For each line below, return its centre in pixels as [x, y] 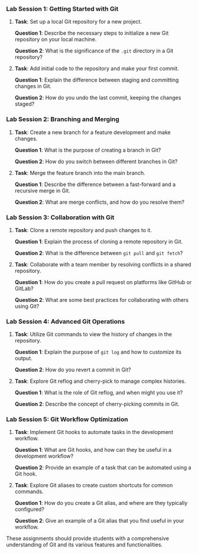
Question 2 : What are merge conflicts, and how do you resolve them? [100, 202]
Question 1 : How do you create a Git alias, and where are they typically [101, 503]
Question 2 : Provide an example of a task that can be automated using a [103, 468]
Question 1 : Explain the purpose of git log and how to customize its [98, 352]
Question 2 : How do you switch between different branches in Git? [96, 161]
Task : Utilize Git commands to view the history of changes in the [93, 334]
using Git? [27, 306]
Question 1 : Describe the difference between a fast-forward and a [95, 184]
